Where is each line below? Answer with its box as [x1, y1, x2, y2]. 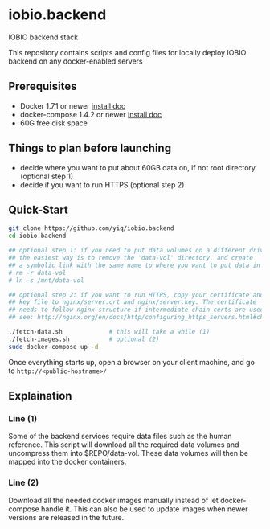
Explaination [8, 389, 72, 403]
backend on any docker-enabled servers [8, 56, 143, 66]
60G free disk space [19, 118, 88, 128]
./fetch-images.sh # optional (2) [8, 335, 160, 343]
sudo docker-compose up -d [8, 342, 99, 351]
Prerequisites [8, 80, 77, 93]
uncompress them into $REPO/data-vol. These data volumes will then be [8, 449, 249, 458]
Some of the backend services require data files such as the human [8, 432, 232, 441]
